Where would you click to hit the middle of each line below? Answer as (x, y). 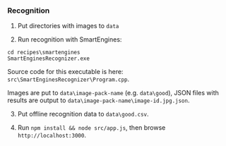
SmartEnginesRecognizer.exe (49, 59)
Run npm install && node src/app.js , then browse (91, 128)
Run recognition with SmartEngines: (70, 39)
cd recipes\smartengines (44, 53)
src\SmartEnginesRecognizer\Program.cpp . (69, 79)
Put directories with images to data (68, 26)
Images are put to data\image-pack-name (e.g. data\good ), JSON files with (113, 93)
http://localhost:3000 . (52, 135)
